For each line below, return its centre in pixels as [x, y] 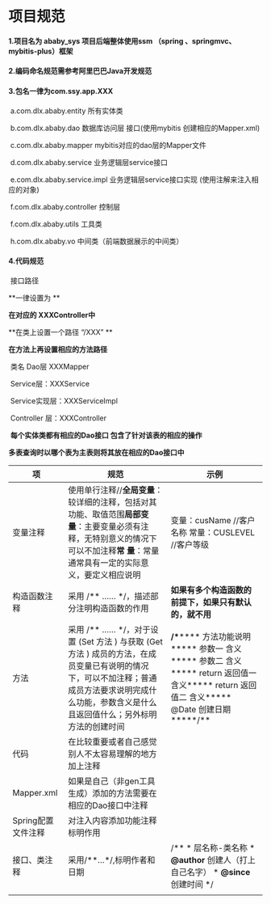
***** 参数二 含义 [206, 661]
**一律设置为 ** [34, 298]
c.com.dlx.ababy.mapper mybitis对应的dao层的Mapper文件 [108, 145]
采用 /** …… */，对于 [109, 629]
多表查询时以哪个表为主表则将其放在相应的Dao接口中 [96, 452]
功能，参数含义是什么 [117, 702]
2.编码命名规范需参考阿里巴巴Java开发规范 [80, 71]
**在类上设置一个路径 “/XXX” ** [60, 332]
